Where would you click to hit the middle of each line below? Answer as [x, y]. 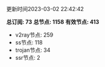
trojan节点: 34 [33, 50]
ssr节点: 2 [28, 58]
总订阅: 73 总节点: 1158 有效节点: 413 [53, 22]
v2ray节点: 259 [34, 35]
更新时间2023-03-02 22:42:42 [45, 9]
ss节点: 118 [29, 42]
